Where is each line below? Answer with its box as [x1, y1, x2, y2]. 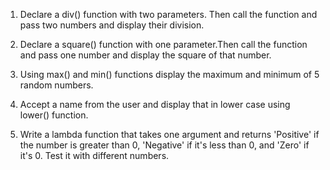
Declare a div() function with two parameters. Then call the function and [19, 9, 318, 20]
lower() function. [19, 109, 89, 121]
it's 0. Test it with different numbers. [19, 150, 170, 161]
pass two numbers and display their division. [19, 19, 205, 31]
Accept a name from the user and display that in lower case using [19, 99, 291, 110]
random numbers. [19, 79, 94, 91]
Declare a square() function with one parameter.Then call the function [19, 39, 308, 50]
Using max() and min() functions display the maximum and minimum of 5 [19, 69, 320, 80]
